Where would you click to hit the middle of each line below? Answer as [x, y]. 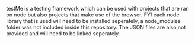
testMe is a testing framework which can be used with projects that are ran [97, 9]
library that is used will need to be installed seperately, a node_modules [93, 21]
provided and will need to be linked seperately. [63, 34]
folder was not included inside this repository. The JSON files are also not [96, 27]
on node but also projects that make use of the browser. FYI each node [93, 15]
